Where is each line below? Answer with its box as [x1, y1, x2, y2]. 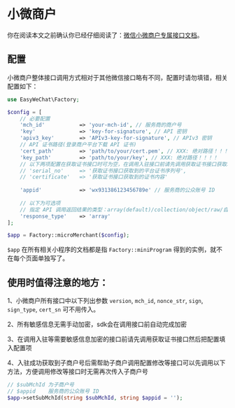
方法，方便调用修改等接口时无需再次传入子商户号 [7, 367, 148, 376]
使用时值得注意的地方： [7, 276, 108, 288]
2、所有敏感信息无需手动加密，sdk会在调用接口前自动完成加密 [7, 320, 187, 329]
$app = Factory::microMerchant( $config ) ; [7, 232, 130, 239]
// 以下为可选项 [20, 199, 61, 206]
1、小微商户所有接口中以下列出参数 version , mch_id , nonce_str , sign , [7, 297, 204, 305]
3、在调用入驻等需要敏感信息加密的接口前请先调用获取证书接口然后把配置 [7, 335, 220, 344]
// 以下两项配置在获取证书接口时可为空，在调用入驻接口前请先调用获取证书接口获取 [20, 160, 227, 168]
